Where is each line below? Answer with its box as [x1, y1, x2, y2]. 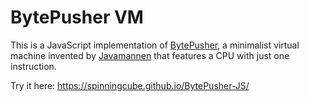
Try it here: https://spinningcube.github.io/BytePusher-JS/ [10, 79, 250, 91]
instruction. [10, 60, 57, 72]
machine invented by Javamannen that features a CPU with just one [10, 49, 290, 61]
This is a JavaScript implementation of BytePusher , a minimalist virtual [10, 39, 300, 51]
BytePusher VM [10, 6, 144, 29]
